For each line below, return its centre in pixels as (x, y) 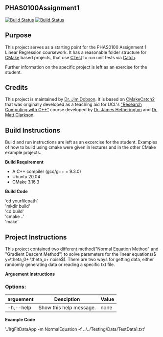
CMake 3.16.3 (26, 182)
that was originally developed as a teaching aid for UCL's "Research (73, 104)
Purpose (18, 36)
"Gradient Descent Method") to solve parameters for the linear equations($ (81, 254)
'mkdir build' (18, 206)
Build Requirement (24, 162)
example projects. (23, 153)
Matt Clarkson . (20, 115)
